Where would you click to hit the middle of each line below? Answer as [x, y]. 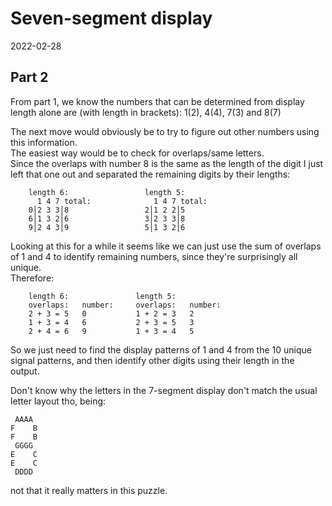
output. [25, 371]
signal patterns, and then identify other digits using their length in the [152, 360]
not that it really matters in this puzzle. [89, 490]
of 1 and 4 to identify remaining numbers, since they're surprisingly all [154, 256]
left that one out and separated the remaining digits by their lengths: [150, 174]
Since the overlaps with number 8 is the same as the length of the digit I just [167, 163]
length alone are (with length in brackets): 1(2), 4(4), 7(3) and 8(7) [146, 112]
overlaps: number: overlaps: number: [125, 305]
